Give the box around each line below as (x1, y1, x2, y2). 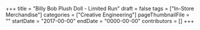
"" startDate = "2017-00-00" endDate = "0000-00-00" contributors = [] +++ (5, 18, 195, 24)
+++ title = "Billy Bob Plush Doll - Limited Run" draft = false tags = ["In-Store (5, 5, 195, 12)
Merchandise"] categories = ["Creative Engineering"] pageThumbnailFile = (5, 11, 190, 18)
